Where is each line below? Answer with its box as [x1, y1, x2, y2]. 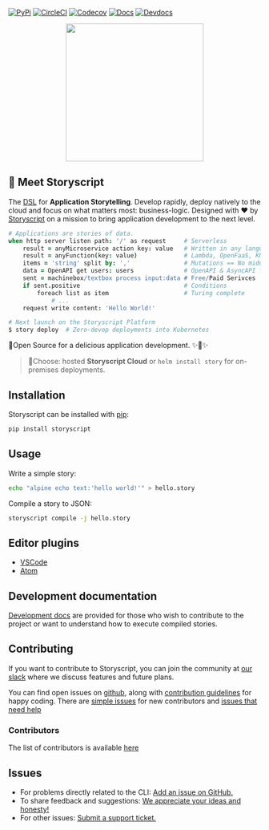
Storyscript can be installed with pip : [8, 410, 130, 419]
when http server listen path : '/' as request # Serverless [8, 237, 227, 245]
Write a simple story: [8, 468, 77, 478]
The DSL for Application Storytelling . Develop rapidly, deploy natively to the [8, 196, 262, 206]
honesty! [19, 804, 50, 814]
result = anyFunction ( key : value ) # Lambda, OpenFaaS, [22, 252, 252, 260]
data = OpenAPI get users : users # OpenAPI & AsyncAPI [22, 267, 256, 275]
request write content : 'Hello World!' [22, 304, 156, 312]
